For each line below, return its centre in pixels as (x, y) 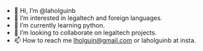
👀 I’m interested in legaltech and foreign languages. (88, 18)
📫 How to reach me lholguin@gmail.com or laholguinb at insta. (105, 40)
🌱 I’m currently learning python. (59, 25)
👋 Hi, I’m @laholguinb (44, 11)
